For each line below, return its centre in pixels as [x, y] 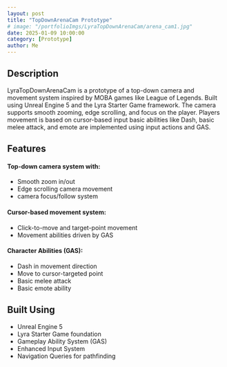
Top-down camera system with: [54, 166]
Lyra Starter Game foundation [59, 334]
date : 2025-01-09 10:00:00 [46, 33]
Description [33, 74]
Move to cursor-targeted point [60, 273]
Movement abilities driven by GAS [65, 235]
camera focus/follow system [58, 196]
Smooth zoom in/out [46, 182]
